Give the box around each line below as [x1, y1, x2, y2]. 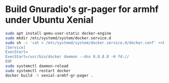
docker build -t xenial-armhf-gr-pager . [5, 73, 94, 78]
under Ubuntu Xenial [5, 14, 94, 26]
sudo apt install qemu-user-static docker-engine [5, 31, 112, 36]
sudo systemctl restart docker [5, 68, 71, 73]
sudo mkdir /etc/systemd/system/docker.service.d [5, 35, 112, 41]
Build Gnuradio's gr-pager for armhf [5, 4, 159, 15]
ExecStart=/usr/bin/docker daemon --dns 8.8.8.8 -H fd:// [5, 54, 129, 59]
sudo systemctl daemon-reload [5, 64, 69, 69]
